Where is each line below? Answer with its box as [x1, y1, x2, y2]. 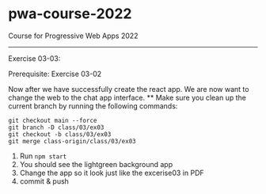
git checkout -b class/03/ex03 [8, 130, 112, 139]
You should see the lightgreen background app [19, 159, 173, 169]
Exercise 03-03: [8, 53, 61, 63]
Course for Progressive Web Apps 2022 [8, 31, 139, 40]
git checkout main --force [8, 116, 97, 124]
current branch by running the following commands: [8, 101, 178, 111]
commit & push [19, 176, 70, 186]
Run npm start [19, 151, 67, 161]
